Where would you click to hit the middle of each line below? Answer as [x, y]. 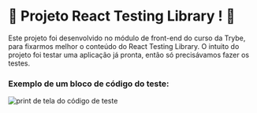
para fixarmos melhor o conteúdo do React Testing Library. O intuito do [124, 46]
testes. [19, 63]
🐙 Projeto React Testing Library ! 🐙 [122, 16]
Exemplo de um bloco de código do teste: [89, 84]
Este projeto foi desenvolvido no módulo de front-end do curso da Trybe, [127, 38]
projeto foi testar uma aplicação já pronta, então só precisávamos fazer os [129, 55]
